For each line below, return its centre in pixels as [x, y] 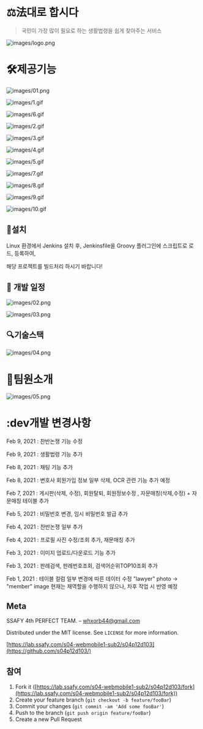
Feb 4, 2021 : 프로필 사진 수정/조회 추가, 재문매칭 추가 [71, 540]
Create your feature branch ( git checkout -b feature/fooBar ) [93, 700]
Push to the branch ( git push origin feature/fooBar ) [83, 713]
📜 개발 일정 [26, 288]
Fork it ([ [26, 687]
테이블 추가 [35, 501]
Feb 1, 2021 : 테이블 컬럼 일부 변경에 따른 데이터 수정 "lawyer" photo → [92, 579]
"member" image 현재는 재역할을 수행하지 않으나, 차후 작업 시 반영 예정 [92, 587]
